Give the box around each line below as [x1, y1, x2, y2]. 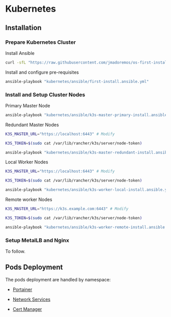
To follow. [5, 248, 25, 254]
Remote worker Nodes [5, 196, 52, 203]
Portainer [12, 286, 33, 293]
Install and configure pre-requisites [5, 69, 79, 75]
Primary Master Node [5, 102, 50, 108]
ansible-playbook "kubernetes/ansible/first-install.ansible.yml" [5, 79, 149, 84]
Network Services [12, 296, 51, 302]
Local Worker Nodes [5, 159, 48, 165]
